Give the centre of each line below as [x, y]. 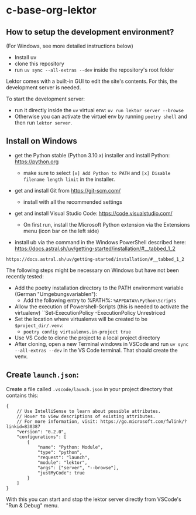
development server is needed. [44, 87]
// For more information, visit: [57, 421]
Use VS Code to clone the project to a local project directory [87, 338]
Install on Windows [42, 141]
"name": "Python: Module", [70, 447]
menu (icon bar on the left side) [61, 231]
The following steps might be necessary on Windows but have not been [93, 270]
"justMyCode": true [61, 473]
